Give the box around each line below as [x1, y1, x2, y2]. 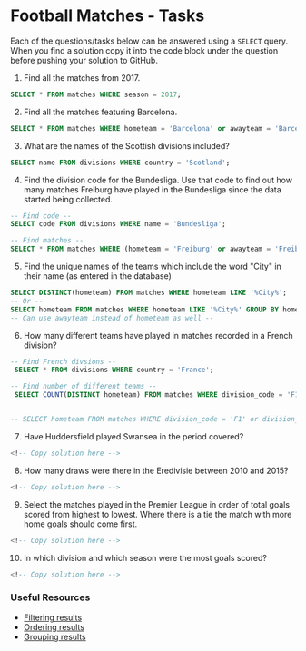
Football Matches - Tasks [10, 5, 205, 26]
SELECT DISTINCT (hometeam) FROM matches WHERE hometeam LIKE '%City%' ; [10, 288, 287, 298]
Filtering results [23, 612, 83, 623]
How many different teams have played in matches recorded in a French [23, 330, 293, 340]
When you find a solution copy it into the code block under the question [10, 44, 279, 55]
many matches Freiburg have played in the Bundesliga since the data [23, 183, 282, 195]
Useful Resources [10, 591, 91, 604]
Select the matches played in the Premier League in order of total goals [23, 498, 290, 509]
